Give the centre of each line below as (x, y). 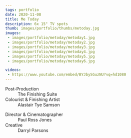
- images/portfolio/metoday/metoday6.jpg (51, 61)
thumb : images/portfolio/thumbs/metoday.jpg (52, 28)
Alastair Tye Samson (39, 105)
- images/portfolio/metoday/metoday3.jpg (51, 47)
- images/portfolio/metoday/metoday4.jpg (51, 51)
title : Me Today (22, 19)
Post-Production (22, 89)
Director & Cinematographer (34, 114)
